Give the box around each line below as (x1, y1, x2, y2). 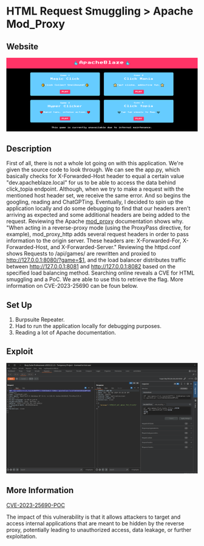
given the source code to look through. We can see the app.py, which (6, 166, 180, 174)
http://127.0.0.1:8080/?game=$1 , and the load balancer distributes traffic (6, 256, 186, 264)
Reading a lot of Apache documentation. (15, 329, 117, 336)
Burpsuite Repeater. (15, 316, 65, 323)
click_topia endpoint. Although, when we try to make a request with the (6, 185, 184, 193)
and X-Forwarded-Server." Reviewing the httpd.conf (50, 244, 181, 251)
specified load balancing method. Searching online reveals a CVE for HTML (6, 269, 195, 277)
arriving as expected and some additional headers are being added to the (6, 211, 190, 219)
